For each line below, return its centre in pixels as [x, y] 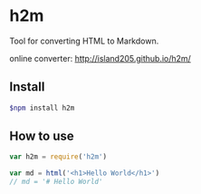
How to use [42, 136]
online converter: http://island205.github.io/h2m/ [100, 58]
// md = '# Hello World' [56, 182]
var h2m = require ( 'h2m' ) [58, 157]
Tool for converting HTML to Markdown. [84, 41]
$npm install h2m [42, 108]
